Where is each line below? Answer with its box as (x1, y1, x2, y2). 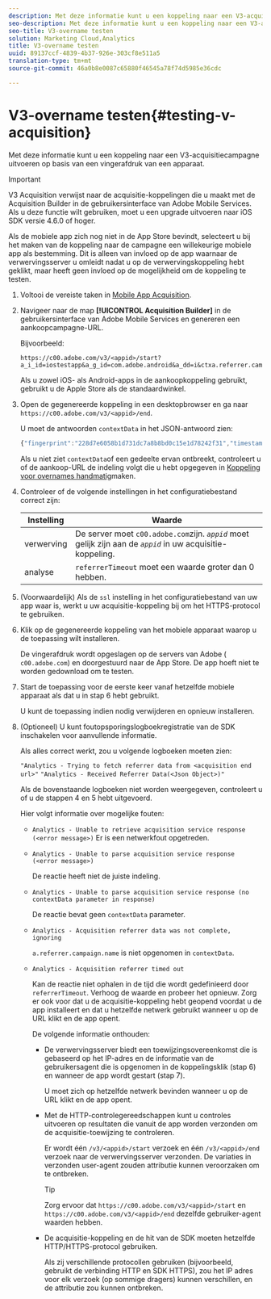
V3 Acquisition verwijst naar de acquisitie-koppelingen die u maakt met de (8, 190, 256, 199)
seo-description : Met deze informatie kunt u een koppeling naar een (8, 19, 248, 27)
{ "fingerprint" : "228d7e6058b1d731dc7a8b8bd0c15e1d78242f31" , (19, 439, 231, 447)
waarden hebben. (44, 1217, 103, 1227)
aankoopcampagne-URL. (19, 322, 104, 332)
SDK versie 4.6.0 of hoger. (8, 216, 96, 225)
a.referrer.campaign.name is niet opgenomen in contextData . (31, 948, 235, 957)
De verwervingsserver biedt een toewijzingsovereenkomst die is (44, 1045, 258, 1054)
